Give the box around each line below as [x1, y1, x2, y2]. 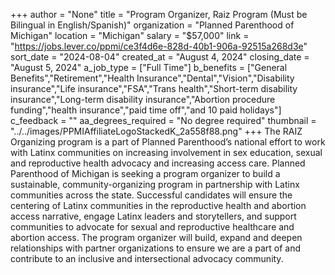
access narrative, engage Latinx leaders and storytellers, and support [10, 210, 297, 222]
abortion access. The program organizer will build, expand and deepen [10, 232, 303, 243]
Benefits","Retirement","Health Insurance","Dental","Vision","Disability [10, 72, 295, 84]
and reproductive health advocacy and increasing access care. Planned [10, 157, 306, 169]
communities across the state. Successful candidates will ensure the [10, 189, 293, 201]
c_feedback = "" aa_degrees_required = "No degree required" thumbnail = [10, 115, 317, 126]
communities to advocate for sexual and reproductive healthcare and [10, 221, 295, 233]
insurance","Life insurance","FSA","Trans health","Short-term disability [10, 83, 298, 94]
